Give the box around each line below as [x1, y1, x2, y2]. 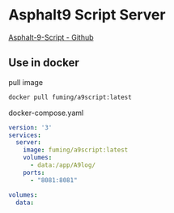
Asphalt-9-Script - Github [8, 32, 95, 42]
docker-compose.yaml [8, 108, 84, 117]
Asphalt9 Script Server [8, 6, 166, 24]
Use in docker [8, 56, 79, 70]
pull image [8, 77, 43, 87]
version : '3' [8, 123, 53, 131]
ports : [23, 168, 45, 177]
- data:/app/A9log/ [29, 161, 95, 169]
